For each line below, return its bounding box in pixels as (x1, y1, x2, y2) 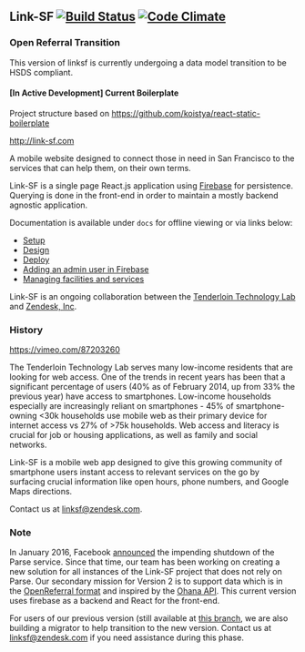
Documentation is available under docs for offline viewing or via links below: (9, 217, 293, 228)
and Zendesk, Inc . (9, 301, 77, 311)
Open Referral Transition (9, 36, 121, 49)
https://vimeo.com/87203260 (9, 344, 120, 355)
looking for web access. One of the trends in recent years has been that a (9, 372, 286, 382)
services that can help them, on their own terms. (9, 162, 191, 173)
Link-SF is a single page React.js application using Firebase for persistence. (9, 179, 294, 191)
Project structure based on (9, 107, 110, 118)
